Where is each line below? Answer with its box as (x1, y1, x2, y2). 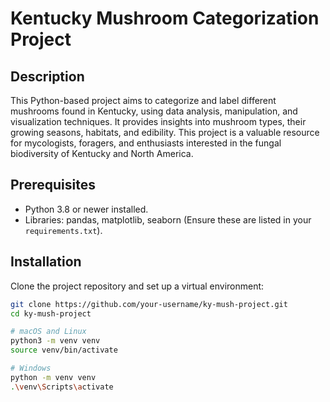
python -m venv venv (10, 372, 97, 382)
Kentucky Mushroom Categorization (10, 7, 320, 30)
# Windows (10, 363, 52, 373)
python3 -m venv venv (10, 336, 101, 346)
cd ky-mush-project (10, 308, 92, 319)
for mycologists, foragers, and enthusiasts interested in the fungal (10, 137, 282, 149)
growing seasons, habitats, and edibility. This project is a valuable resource (10, 127, 320, 138)
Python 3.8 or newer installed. (24, 203, 149, 215)
